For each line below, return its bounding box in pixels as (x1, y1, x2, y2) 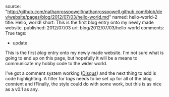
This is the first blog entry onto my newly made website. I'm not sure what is (5, 50, 164, 56)
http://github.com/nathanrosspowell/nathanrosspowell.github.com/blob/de (7, 9, 162, 15)
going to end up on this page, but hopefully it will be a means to (5, 55, 138, 61)
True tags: (5, 30, 27, 36)
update (12, 40, 28, 46)
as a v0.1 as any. (5, 86, 39, 92)
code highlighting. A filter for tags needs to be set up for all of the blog (5, 76, 152, 81)
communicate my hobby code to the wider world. (5, 61, 107, 66)
